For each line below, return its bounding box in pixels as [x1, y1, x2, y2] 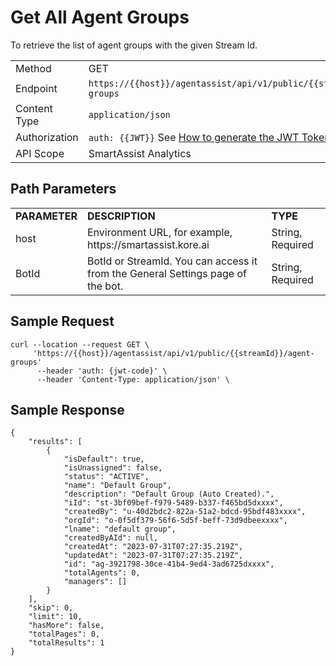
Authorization [15, 130, 79, 144]
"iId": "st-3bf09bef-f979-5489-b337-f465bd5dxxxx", [63, 498, 284, 508]
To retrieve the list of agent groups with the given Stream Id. [10, 39, 258, 51]
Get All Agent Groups [10, 6, 190, 29]
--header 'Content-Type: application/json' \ [36, 374, 230, 385]
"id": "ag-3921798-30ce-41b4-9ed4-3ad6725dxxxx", [63, 559, 275, 570]
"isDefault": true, [63, 454, 145, 465]
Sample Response [10, 401, 125, 418]
